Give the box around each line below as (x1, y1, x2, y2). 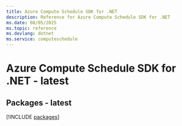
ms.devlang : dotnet (6, 31, 54, 37)
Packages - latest (6, 98, 72, 108)
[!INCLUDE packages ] (6, 114, 60, 120)
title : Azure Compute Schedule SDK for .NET (6, 8, 118, 15)
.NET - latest (6, 75, 69, 88)
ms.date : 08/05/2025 (6, 20, 57, 25)
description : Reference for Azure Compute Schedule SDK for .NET (6, 14, 170, 20)
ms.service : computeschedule (6, 36, 78, 42)
